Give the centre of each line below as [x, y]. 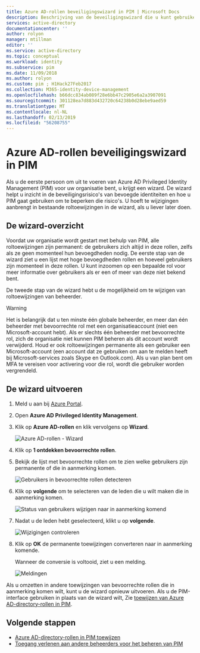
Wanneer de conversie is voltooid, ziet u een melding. [81, 562]
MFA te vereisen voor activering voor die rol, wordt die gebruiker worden [95, 364]
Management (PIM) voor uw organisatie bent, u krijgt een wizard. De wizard [99, 188]
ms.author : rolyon [29, 78]
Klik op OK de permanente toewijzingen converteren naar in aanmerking [103, 544]
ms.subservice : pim [30, 67]
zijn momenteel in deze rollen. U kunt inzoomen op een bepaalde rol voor [96, 266]
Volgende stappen [41, 623]
